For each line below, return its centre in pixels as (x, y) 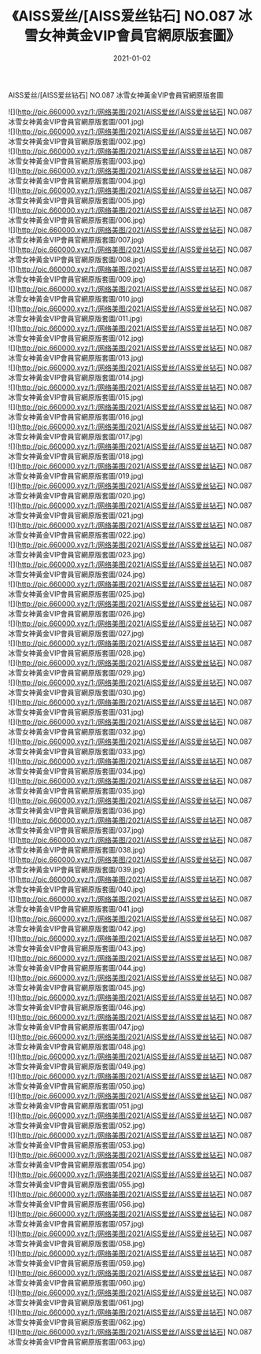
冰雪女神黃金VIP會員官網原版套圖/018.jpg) (76, 456)
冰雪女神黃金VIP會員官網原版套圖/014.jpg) (76, 377)
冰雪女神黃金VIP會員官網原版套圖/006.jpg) (77, 220)
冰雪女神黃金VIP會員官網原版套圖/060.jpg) (77, 1282)
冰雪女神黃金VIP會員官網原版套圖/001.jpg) (76, 121)
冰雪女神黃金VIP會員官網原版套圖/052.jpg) (77, 1125)
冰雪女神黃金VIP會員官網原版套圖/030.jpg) (77, 692)
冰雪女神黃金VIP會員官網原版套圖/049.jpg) (77, 1066)
